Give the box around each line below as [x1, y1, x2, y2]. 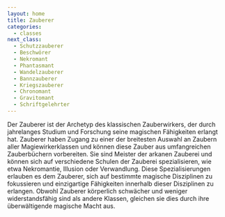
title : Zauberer [7, 17, 54, 24]
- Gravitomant [13, 95, 54, 102]
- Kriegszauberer [13, 82, 64, 89]
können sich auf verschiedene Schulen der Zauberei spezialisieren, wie [7, 157, 212, 165]
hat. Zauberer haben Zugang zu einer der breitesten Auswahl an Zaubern [7, 135, 217, 143]
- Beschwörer [13, 50, 52, 57]
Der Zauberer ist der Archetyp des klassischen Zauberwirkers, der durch [7, 120, 216, 128]
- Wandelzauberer [13, 68, 64, 75]
